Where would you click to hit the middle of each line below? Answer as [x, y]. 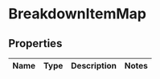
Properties [35, 43]
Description [94, 66]
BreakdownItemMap [78, 14]
